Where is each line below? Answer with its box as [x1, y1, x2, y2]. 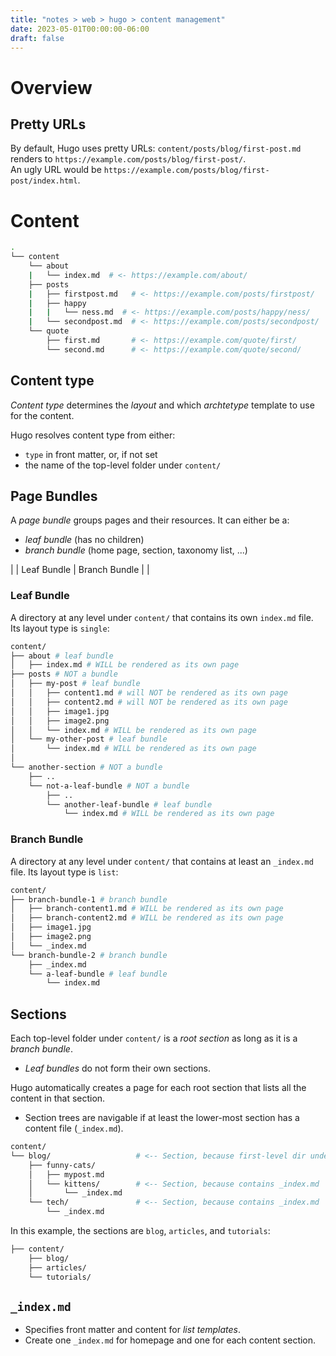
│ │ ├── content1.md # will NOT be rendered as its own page [10, 688, 288, 698]
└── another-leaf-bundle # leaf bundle [46, 799, 213, 810]
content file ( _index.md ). [24, 1122, 124, 1135]
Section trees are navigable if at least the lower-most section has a [24, 1112, 300, 1124]
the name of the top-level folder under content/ [24, 459, 222, 471]
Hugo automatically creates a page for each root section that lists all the [10, 1082, 307, 1094]
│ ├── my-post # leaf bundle [10, 679, 141, 689]
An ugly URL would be [10, 164, 102, 176]
